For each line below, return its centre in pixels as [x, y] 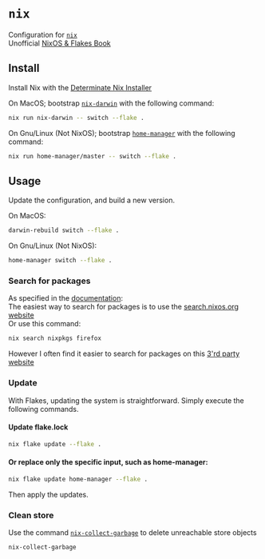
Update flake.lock [38, 427]
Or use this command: [45, 324]
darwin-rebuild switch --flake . [64, 230]
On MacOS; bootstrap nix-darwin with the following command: [111, 103]
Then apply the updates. [49, 494]
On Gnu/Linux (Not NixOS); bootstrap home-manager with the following [122, 133]
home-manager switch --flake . [60, 261]
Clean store [31, 515]
